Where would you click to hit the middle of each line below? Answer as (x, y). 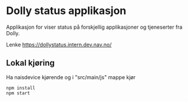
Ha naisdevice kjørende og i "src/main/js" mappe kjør (71, 77)
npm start (18, 93)
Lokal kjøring (30, 63)
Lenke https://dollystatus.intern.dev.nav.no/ (59, 45)
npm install (21, 88)
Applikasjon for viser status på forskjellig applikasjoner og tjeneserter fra (94, 27)
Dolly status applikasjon (66, 11)
